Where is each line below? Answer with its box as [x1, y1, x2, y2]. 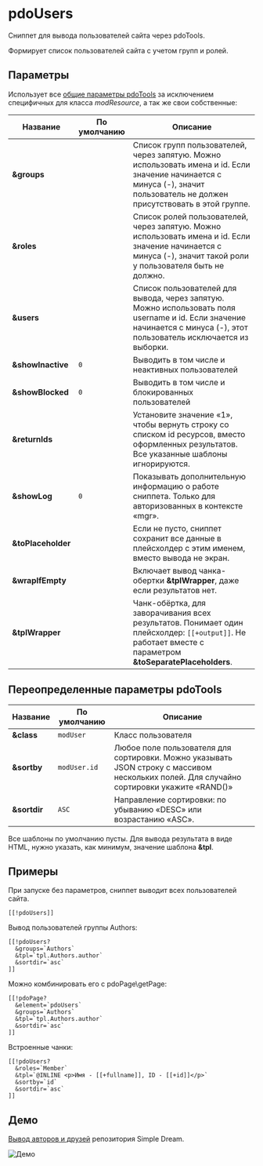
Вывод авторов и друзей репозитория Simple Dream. [8, 1135, 185, 1144]
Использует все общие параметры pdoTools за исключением [8, 89, 214, 99]
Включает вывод [132, 565, 197, 576]
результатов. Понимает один [132, 617, 243, 628]
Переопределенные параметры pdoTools [8, 683, 222, 697]
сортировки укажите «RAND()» [113, 782, 233, 793]
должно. [132, 270, 165, 281]
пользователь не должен [132, 188, 229, 199]
